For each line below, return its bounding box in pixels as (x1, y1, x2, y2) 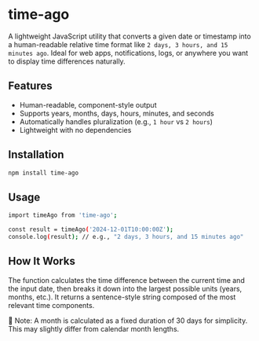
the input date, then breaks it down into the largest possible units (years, (8, 284, 243, 293)
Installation (8, 148, 64, 162)
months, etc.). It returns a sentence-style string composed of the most (8, 292, 236, 302)
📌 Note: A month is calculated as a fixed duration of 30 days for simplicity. (8, 316, 248, 325)
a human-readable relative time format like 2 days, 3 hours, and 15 (8, 39, 228, 49)
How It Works (8, 255, 76, 268)
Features (8, 79, 53, 93)
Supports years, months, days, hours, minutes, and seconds (19, 108, 214, 118)
